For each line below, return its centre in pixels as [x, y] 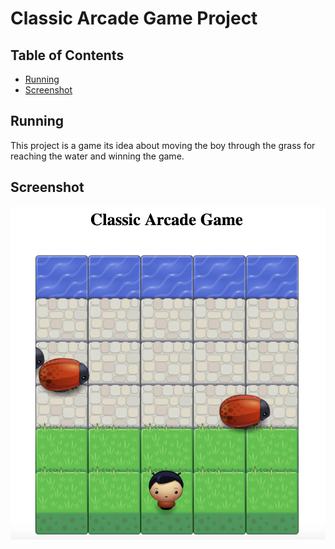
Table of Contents [67, 55]
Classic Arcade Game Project [134, 18]
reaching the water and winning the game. [97, 156]
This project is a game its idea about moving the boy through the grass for [163, 145]
